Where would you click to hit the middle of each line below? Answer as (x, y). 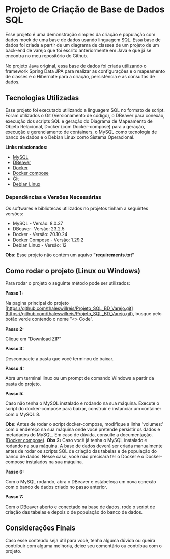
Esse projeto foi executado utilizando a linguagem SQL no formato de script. (85, 110)
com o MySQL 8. (23, 414)
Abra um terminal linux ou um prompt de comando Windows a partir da (80, 378)
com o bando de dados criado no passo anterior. (56, 487)
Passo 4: (15, 368)
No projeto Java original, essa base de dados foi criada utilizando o (76, 66)
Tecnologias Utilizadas (42, 98)
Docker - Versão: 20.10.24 (40, 234)
